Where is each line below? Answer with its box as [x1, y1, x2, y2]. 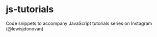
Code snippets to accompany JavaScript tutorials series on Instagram [6, 20, 152, 26]
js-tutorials [6, 4, 54, 15]
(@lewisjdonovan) [6, 25, 44, 31]
